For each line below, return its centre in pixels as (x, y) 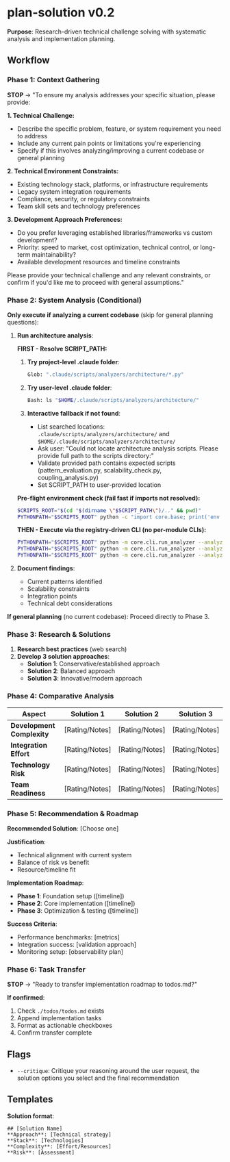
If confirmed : (26, 998)
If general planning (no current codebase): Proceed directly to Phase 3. (108, 617)
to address (32, 136)
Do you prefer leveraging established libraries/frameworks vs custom (115, 232)
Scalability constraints (59, 589)
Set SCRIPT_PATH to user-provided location (99, 485)
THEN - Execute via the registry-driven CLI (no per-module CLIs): (112, 530)
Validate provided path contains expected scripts (106, 463)
